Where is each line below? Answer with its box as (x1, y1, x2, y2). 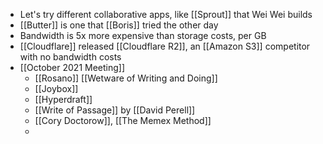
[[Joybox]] (34, 83, 79, 94)
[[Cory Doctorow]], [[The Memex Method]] (34, 115, 212, 126)
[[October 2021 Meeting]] (19, 62, 126, 73)
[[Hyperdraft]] (34, 94, 93, 105)
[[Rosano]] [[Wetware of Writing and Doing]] (34, 72, 218, 84)
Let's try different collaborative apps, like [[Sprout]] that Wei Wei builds (19, 9, 313, 20)
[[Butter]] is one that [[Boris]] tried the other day (19, 19, 219, 31)
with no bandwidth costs (19, 51, 122, 63)
